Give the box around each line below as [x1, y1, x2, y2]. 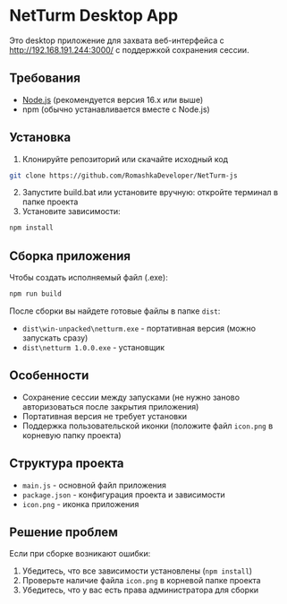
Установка [9, 130, 72, 145]
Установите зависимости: [21, 206, 121, 217]
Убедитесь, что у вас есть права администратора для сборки [21, 584, 259, 596]
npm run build [9, 289, 63, 298]
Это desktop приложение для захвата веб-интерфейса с [9, 35, 225, 46]
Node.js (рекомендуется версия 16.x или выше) [21, 94, 204, 105]
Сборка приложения [9, 248, 131, 263]
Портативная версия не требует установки [21, 410, 188, 421]
